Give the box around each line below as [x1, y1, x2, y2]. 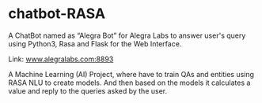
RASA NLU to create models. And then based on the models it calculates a [8, 78, 251, 87]
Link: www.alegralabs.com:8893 [8, 54, 114, 64]
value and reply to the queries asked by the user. [8, 86, 168, 95]
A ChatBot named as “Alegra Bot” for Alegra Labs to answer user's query [8, 31, 246, 40]
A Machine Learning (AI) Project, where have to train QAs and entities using [8, 69, 255, 79]
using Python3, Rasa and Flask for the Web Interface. [8, 39, 182, 48]
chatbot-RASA [8, 5, 105, 23]
